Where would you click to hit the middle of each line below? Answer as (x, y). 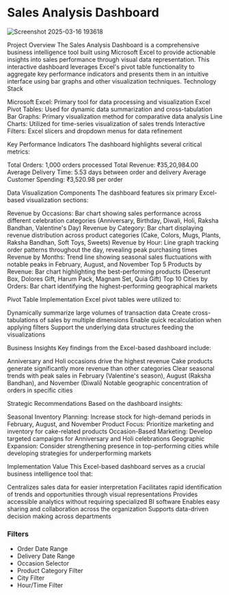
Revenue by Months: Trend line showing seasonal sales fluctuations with (109, 257)
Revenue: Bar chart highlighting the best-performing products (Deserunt (109, 271)
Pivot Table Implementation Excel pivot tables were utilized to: (94, 299)
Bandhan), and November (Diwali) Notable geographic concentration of (108, 382)
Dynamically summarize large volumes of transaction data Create (99, 313)
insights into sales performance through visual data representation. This (108, 59)
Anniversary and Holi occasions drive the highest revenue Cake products (110, 361)
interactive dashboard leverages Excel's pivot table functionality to (101, 66)
